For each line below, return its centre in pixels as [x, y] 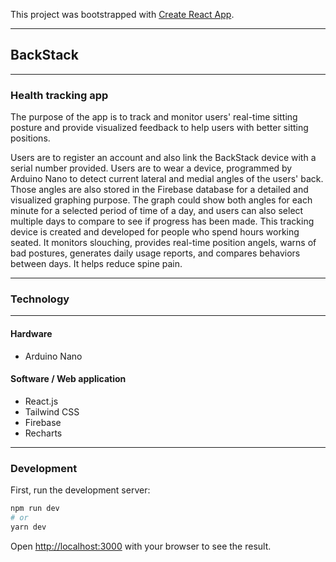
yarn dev [28, 527]
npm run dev [35, 509]
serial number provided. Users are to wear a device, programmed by [151, 168]
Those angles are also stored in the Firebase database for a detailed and [159, 190]
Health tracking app [59, 95]
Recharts [43, 433]
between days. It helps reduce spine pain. [96, 264]
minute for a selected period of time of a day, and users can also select [157, 211]
